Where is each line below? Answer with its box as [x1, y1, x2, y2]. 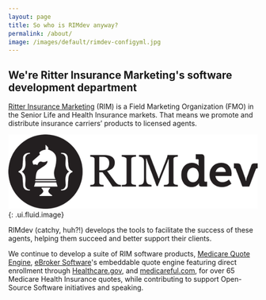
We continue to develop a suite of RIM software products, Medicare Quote [8, 249, 251, 259]
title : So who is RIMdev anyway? [8, 21, 119, 29]
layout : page [8, 13, 51, 21]
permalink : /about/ [8, 29, 73, 37]
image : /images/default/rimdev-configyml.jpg [8, 38, 161, 46]
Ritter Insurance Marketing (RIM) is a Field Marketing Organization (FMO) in [8, 102, 254, 111]
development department [8, 80, 137, 94]
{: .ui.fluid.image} [8, 210, 65, 220]
